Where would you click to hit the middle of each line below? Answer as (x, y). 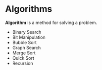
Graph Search (26, 47)
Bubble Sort (25, 42)
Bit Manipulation (29, 37)
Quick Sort (23, 58)
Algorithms (29, 9)
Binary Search (27, 32)
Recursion (23, 63)
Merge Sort (24, 53)
